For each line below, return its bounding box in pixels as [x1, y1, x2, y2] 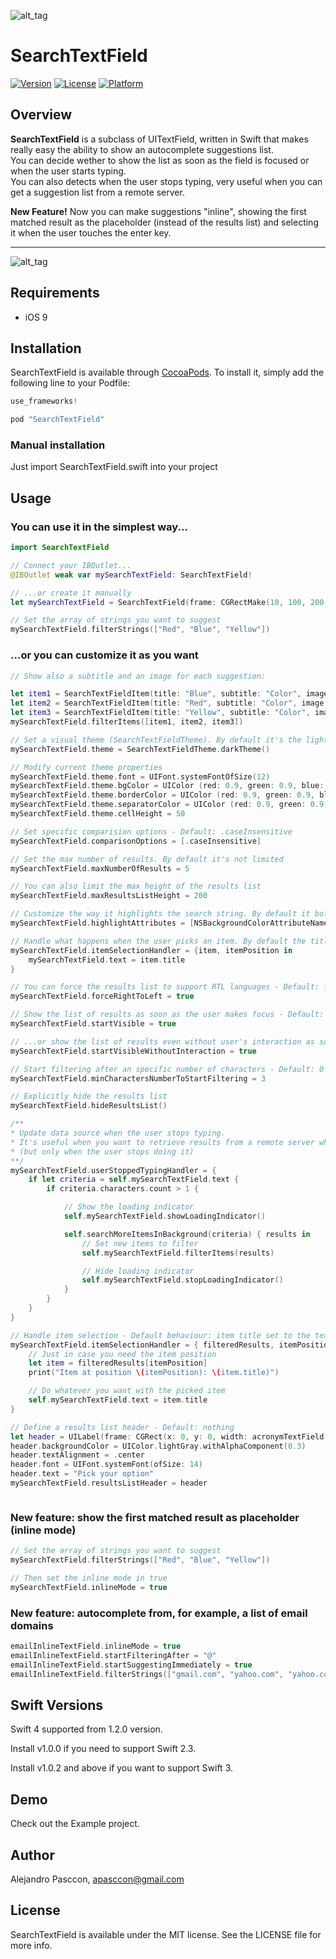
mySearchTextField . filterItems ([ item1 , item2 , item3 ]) [10, 717, 244, 727]
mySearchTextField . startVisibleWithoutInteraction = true [10, 1046, 257, 1056]
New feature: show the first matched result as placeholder [10, 1510, 300, 1524]
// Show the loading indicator [63, 1202, 195, 1212]
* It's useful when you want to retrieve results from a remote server [10, 1137, 315, 1147]
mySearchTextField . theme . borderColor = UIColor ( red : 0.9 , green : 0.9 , [10, 790, 315, 800]
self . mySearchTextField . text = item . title [28, 1395, 208, 1405]
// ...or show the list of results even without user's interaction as [10, 1036, 315, 1047]
